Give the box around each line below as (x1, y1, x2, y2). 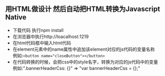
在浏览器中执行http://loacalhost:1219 (12, 33, 89, 40)
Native (5, 13, 27, 22)
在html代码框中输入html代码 (12, 40, 71, 46)
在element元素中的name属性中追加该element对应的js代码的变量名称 (12, 46, 155, 52)
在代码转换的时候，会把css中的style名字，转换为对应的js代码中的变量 (12, 59, 158, 65)
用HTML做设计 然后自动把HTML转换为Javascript (5, 5, 160, 14)
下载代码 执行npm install (12, 27, 64, 33)
